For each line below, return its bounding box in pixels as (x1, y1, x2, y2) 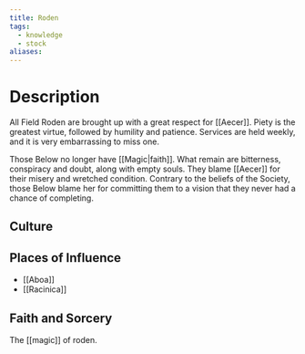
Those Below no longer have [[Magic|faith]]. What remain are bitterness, (9, 154, 281, 165)
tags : (9, 22, 30, 31)
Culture (9, 219, 53, 234)
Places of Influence (9, 250, 121, 265)
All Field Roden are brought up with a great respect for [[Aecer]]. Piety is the (9, 117, 296, 128)
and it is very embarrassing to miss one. (9, 136, 159, 147)
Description (9, 87, 100, 108)
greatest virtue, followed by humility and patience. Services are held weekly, (9, 127, 296, 138)
